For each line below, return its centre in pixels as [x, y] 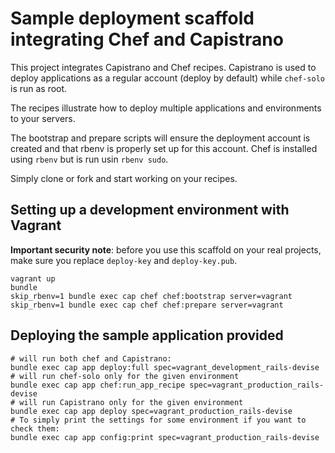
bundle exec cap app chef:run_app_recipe [98, 385]
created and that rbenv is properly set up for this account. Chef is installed [164, 148]
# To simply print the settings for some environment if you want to [158, 420]
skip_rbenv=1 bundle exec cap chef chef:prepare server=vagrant [147, 305]
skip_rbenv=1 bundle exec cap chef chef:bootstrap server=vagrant [151, 296]
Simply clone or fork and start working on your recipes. [124, 178]
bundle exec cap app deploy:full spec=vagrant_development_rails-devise [165, 367]
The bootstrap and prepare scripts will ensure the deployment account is [160, 138]
